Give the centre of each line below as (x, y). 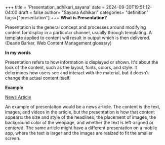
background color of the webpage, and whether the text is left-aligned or (80, 122)
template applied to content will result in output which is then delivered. (78, 38)
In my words (18, 52)
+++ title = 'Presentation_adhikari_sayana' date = (55, 7)
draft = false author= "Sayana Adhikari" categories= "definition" (84, 12)
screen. (13, 138)
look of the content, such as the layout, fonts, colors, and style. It (71, 67)
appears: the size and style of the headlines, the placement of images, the (81, 117)
